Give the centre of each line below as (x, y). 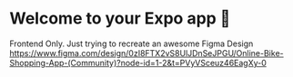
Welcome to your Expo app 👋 (120, 19)
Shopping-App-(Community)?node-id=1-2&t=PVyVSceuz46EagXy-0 (138, 63)
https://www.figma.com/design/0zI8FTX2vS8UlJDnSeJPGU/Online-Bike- (146, 53)
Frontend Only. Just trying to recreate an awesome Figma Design (131, 43)
